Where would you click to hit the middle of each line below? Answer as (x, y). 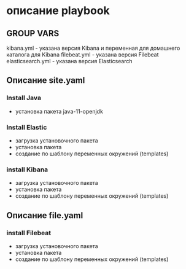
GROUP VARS (33, 33)
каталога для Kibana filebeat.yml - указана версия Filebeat (83, 55)
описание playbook (58, 11)
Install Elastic (27, 127)
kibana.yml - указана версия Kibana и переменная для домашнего (93, 48)
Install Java (24, 98)
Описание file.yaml (45, 215)
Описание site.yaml (46, 80)
